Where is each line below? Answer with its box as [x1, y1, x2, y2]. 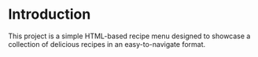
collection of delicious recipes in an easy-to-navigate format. [8, 39, 206, 48]
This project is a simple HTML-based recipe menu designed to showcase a [8, 31, 251, 41]
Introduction [8, 5, 91, 23]
